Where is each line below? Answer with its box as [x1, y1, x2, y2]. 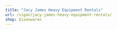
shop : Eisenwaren [5, 17, 42, 22]
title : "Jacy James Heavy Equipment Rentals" [5, 7, 103, 13]
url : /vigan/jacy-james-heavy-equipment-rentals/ [5, 12, 112, 17]
